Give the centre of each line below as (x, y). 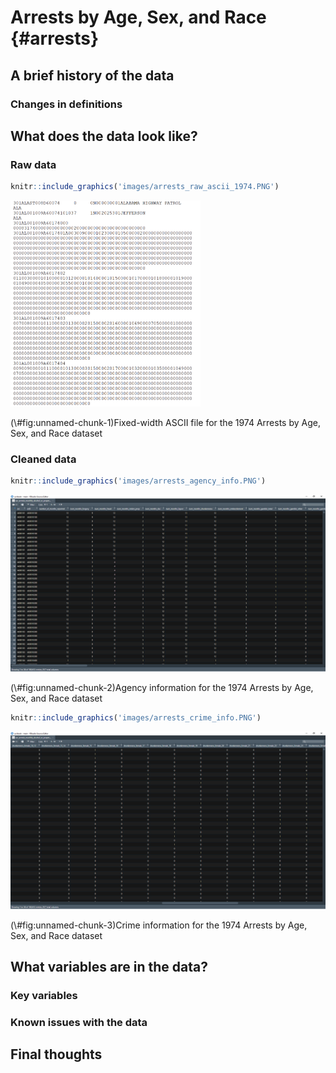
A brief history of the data (92, 75)
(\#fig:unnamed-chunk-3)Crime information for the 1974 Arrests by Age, (159, 925)
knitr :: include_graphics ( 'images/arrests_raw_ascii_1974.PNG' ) (145, 187)
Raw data (33, 164)
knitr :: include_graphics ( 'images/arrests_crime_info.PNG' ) (136, 718)
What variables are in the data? (109, 967)
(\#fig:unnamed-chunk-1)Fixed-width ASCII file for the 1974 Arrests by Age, (165, 422)
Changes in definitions (66, 104)
